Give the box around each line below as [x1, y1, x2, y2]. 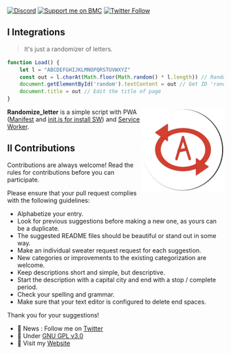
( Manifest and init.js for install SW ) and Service [7, 115, 140, 124]
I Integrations [7, 26, 65, 38]
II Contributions [7, 142, 76, 155]
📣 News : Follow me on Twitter [16, 324, 103, 333]
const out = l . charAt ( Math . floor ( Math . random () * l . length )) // [19, 73, 208, 81]
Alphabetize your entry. [16, 209, 84, 217]
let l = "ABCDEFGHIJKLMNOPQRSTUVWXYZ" [19, 66, 131, 73]
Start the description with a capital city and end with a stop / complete [16, 275, 217, 284]
